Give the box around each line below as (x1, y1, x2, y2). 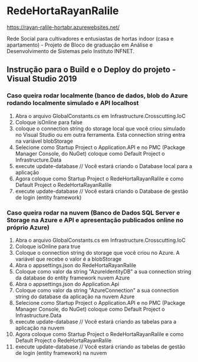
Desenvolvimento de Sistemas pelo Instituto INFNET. (6, 47, 135, 54)
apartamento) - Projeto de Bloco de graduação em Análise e (6, 41, 153, 48)
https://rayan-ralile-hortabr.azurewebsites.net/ (6, 24, 120, 31)
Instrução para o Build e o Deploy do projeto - (6, 65, 176, 75)
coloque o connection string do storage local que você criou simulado (15, 125, 186, 132)
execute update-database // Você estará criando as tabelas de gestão (15, 343, 186, 350)
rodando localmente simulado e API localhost (6, 99, 139, 107)
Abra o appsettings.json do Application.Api (15, 280, 120, 287)
